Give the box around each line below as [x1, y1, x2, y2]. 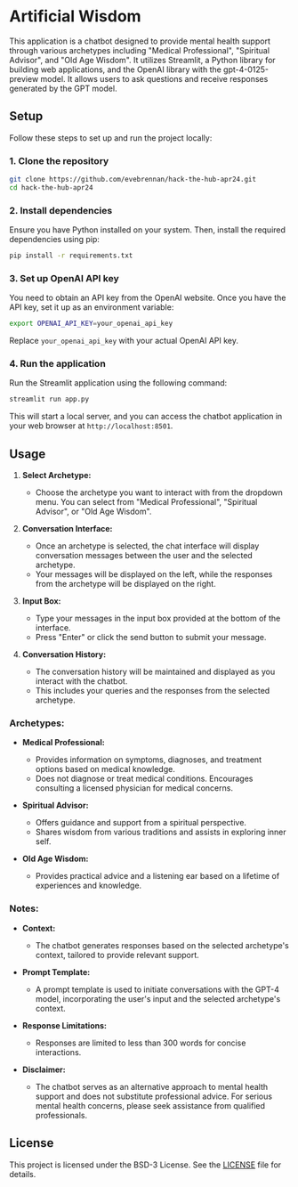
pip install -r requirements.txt [9, 251, 133, 260]
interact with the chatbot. [35, 676, 128, 687]
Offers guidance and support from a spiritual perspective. [35, 817, 247, 828]
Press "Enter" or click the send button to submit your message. [35, 632, 267, 643]
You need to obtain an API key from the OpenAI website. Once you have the [9, 292, 286, 304]
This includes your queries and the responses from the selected [35, 686, 270, 696]
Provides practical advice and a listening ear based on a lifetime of [35, 871, 280, 882]
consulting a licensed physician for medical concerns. [35, 783, 234, 793]
